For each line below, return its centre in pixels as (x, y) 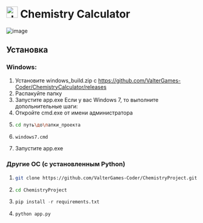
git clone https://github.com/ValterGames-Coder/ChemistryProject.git (106, 178)
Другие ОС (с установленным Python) (66, 164)
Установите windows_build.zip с (56, 80)
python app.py (33, 214)
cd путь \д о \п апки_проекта (48, 125)
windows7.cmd (32, 137)
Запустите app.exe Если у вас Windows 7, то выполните (87, 99)
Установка (27, 50)
